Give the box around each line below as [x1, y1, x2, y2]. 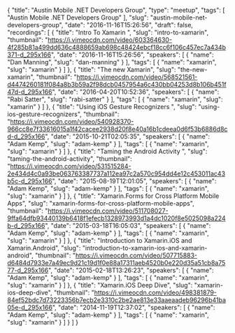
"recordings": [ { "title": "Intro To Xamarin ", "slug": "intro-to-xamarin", [7, 28, 208, 36]
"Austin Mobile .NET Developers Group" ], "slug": [7, 13, 149, 22]
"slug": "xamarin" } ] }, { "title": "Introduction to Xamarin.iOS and [7, 236, 192, 244]
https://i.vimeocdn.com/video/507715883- [75, 251, 198, 260]
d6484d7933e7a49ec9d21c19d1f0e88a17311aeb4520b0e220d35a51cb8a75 [7, 259, 226, 267]
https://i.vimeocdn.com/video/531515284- [10, 162, 131, 170]
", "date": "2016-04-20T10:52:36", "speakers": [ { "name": [52, 87, 220, 96]
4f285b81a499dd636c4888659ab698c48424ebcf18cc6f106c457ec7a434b [7, 43, 226, 51]
